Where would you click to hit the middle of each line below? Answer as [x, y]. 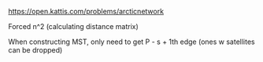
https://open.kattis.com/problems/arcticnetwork [86, 11]
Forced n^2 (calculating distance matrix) [74, 26]
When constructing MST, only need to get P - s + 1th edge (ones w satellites [131, 42]
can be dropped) [35, 50]
